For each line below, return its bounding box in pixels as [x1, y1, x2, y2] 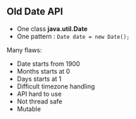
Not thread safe [16, 97, 63, 106]
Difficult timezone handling [16, 81, 95, 91]
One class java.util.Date [16, 24, 88, 33]
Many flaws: [6, 45, 42, 54]
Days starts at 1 [16, 74, 61, 83]
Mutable [16, 104, 42, 113]
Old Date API [6, 6, 63, 18]
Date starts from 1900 [16, 59, 80, 68]
